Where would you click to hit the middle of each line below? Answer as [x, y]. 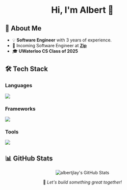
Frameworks [20, 109]
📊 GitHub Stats [29, 158]
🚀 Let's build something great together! [82, 182]
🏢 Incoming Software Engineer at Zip [49, 46]
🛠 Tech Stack [26, 69]
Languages [19, 86]
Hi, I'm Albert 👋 [82, 10]
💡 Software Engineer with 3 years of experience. [62, 40]
